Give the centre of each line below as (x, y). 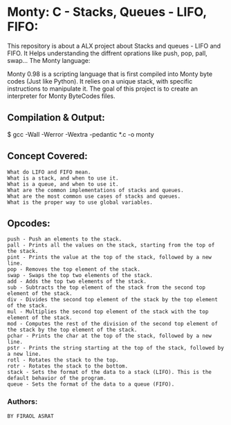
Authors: (22, 402)
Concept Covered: (47, 156)
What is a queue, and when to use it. (63, 184)
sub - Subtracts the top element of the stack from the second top (107, 287)
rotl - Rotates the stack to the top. (63, 360)
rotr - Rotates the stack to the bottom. (68, 366)
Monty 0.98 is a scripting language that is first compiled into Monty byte (110, 74)
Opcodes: (29, 223)
